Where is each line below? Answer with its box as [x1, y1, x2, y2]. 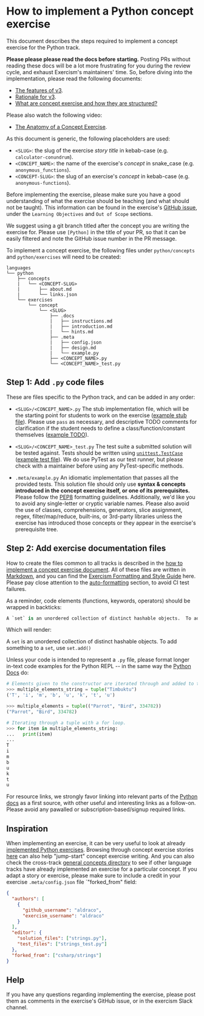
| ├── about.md [17, 286, 72, 292]
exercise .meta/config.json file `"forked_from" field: [6, 879, 137, 886]
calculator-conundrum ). [15, 153, 74, 161]
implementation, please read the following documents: [6, 75, 143, 82]
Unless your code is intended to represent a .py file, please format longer [6, 656, 190, 663]
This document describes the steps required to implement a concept [6, 37, 178, 44]
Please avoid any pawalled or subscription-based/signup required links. [6, 806, 186, 813]
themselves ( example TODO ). [15, 430, 89, 438]
